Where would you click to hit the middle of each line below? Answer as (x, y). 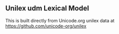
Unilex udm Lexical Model (47, 8)
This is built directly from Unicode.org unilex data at (60, 20)
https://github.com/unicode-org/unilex (46, 26)
